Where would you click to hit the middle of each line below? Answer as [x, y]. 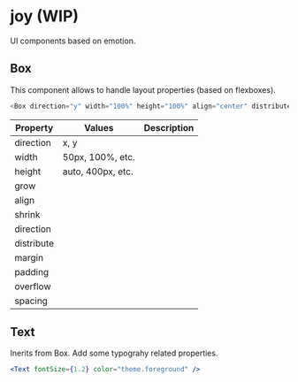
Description [169, 127]
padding [32, 271]
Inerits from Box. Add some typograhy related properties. [114, 353]
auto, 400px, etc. [98, 172]
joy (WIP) [44, 16]
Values [99, 127]
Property [34, 127]
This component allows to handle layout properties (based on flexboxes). [143, 89]
